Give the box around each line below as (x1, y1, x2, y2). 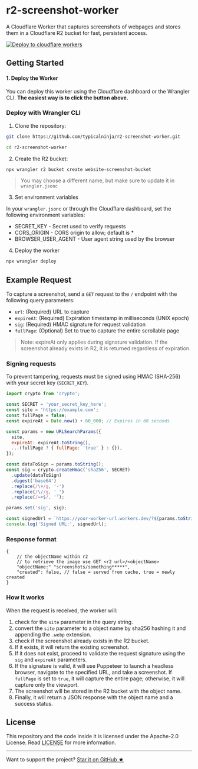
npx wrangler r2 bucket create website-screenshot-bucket (6, 166, 151, 172)
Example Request (6, 274, 72, 285)
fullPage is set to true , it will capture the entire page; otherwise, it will (14, 675, 184, 682)
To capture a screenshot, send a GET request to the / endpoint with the (6, 290, 177, 298)
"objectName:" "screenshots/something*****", (16, 564, 131, 570)
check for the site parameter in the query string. (14, 618, 134, 625)
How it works (6, 593, 45, 602)
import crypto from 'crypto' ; (6, 391, 81, 397)
